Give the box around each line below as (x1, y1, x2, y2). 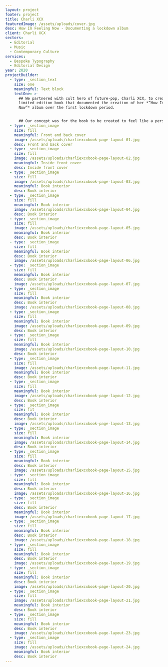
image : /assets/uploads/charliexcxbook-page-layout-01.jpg (14, 137, 140, 142)
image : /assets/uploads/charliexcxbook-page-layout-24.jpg (14, 644, 140, 649)
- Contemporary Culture (9, 49, 59, 54)
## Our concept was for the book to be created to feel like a (18, 119, 153, 124)
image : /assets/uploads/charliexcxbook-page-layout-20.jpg (14, 584, 140, 589)
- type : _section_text (9, 77, 57, 82)
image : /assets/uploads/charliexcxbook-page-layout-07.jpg (14, 281, 140, 286)
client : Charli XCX (5, 31, 46, 36)
